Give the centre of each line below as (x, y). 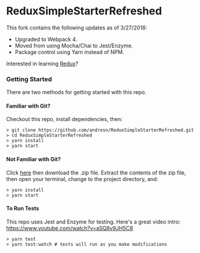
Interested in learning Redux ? (43, 64)
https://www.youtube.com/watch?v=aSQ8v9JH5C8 (70, 228)
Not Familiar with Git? (34, 159)
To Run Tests (23, 209)
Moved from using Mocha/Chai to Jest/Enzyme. (74, 46)
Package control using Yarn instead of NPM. (69, 52)
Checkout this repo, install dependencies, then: (64, 119)
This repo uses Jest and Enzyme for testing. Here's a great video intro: (93, 222)
